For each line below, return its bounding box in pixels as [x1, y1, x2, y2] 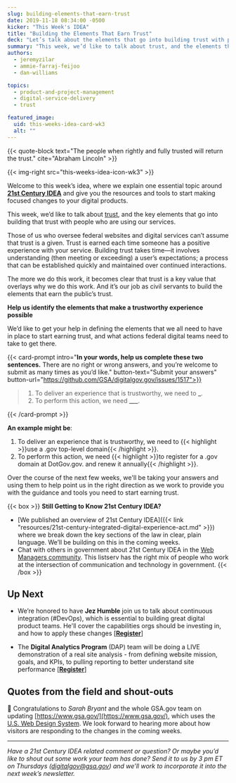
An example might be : [7, 424, 72, 432]
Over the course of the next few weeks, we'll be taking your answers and [7, 473, 219, 482]
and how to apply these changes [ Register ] [17, 629, 144, 637]
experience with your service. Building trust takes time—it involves [7, 246, 200, 254]
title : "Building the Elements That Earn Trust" [7, 30, 152, 37]
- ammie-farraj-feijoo [13, 63, 80, 70]
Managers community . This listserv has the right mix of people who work [17, 553, 229, 561]
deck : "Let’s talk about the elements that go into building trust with [7, 37, 225, 44]
